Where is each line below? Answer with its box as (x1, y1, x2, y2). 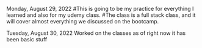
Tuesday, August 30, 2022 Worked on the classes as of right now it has (6, 29, 186, 37)
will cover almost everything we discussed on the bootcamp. (6, 18, 159, 25)
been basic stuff (6, 36, 48, 43)
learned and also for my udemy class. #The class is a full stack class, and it (6, 11, 196, 19)
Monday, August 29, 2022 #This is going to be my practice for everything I (6, 5, 194, 12)
